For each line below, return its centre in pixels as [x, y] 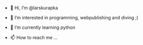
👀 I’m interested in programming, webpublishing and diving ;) [74, 17]
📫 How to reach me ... [34, 37]
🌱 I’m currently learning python [43, 27]
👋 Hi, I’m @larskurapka [34, 8]
